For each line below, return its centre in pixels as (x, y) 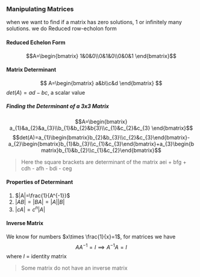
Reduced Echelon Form (36, 42)
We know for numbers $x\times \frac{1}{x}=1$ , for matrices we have (91, 237)
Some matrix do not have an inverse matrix (74, 268)
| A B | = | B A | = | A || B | (40, 202)
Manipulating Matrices (40, 9)
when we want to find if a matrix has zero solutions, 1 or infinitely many (94, 22)
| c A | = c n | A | (30, 209)
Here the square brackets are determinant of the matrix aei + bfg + (104, 162)
